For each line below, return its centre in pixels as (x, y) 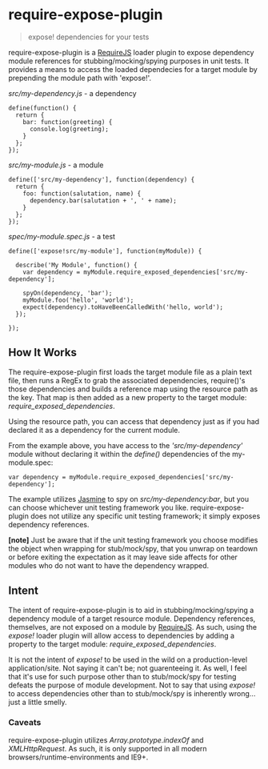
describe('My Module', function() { (76, 265)
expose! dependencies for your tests (88, 37)
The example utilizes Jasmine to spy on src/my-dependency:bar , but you (129, 499)
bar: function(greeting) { (68, 122)
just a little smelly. (38, 702)
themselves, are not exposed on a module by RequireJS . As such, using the (133, 627)
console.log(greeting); (69, 129)
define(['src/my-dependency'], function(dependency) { (102, 179)
